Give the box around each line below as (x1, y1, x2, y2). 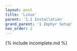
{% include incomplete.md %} (5, 40, 68, 46)
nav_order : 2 (5, 26, 33, 31)
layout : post (5, 7, 33, 13)
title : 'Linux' (5, 12, 37, 17)
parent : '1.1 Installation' (5, 17, 64, 22)
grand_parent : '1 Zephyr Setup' (5, 21, 73, 27)
